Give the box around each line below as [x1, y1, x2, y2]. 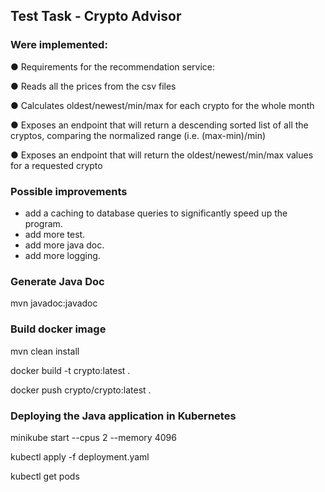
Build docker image [10, 322, 107, 336]
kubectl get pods [10, 470, 80, 482]
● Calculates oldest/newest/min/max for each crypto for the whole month [10, 99, 315, 111]
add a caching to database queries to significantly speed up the [24, 207, 288, 219]
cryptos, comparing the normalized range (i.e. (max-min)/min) [10, 129, 267, 141]
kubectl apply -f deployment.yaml [10, 450, 150, 463]
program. [24, 217, 63, 229]
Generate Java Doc [10, 274, 105, 288]
